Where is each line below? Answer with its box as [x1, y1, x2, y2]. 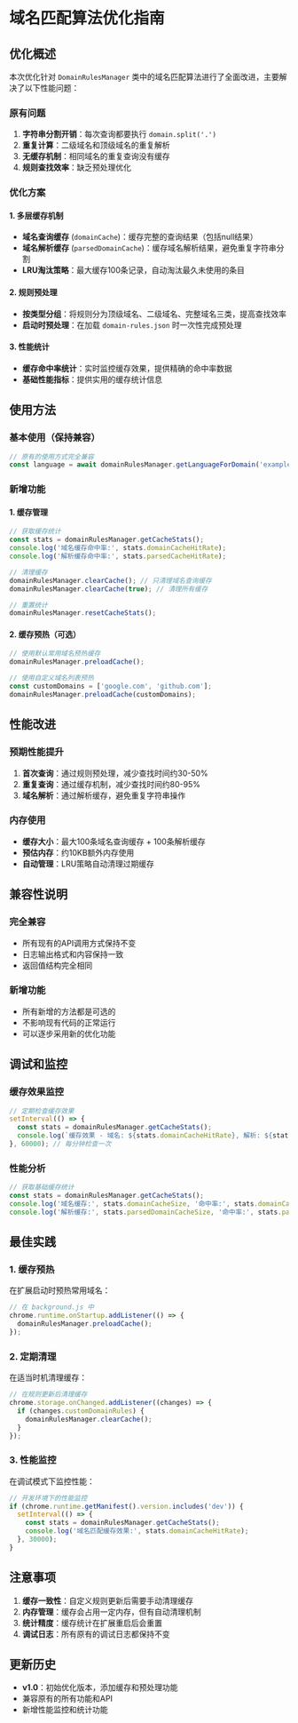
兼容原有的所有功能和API [21, 1694, 114, 1704]
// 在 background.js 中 [9, 1303, 95, 1312]
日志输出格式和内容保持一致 [21, 948, 124, 960]
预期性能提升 [9, 746, 65, 758]
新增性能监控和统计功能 [21, 1704, 108, 1715]
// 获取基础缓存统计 [9, 1183, 74, 1192]
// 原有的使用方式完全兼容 [9, 452, 95, 461]
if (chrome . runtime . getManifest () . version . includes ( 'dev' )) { [9, 1502, 244, 1511]
